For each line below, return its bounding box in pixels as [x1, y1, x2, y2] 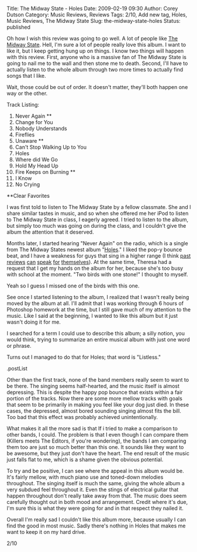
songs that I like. [6, 73, 46, 79]
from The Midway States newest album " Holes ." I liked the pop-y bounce [6, 246, 182, 253]
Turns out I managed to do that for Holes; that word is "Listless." [6, 354, 161, 361]
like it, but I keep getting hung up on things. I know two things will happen [6, 47, 184, 54]
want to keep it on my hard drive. [6, 529, 87, 535]
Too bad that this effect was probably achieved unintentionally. [6, 414, 158, 420]
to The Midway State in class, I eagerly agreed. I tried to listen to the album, [6, 216, 189, 223]
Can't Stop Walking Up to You [15, 143, 87, 150]
